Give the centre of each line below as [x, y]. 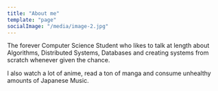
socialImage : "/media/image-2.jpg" [58, 26]
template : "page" [32, 20]
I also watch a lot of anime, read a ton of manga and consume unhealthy [109, 73]
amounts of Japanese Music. [48, 81]
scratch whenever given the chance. [59, 60]
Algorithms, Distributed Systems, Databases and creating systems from [108, 53]
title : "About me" [33, 13]
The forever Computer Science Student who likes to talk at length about [108, 46]
